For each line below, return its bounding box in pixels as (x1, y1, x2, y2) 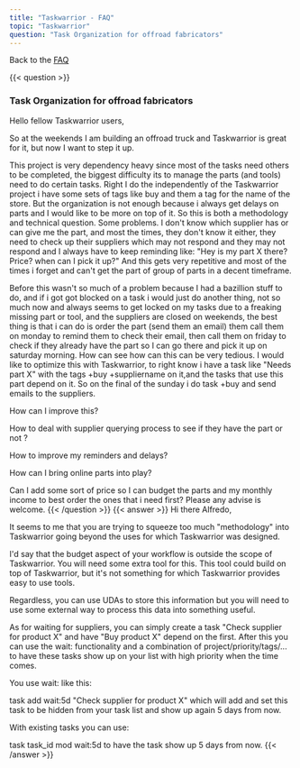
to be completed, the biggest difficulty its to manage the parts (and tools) (9, 169, 281, 180)
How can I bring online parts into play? (9, 467, 152, 478)
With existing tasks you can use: (9, 722, 130, 733)
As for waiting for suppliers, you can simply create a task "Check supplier (9, 621, 282, 632)
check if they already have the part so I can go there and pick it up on (9, 340, 268, 351)
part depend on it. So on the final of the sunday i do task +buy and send (9, 378, 277, 389)
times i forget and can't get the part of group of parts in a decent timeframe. (9, 265, 292, 276)
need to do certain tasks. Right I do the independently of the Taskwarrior (9, 178, 279, 189)
